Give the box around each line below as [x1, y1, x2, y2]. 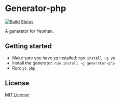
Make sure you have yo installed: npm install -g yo [12, 55, 116, 61]
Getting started [5, 42, 52, 51]
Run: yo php [12, 65, 36, 71]
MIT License [5, 92, 30, 98]
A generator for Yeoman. [5, 28, 54, 34]
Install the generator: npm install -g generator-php [12, 60, 115, 65]
